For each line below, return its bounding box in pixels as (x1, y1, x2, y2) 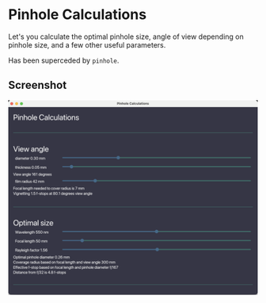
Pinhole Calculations (8, 6, 147, 24)
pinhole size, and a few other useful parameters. (8, 40, 166, 49)
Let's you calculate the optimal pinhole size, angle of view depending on (8, 32, 244, 41)
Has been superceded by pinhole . (8, 56, 120, 65)
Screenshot (8, 79, 67, 92)
